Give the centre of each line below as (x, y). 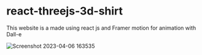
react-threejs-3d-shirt (65, 11)
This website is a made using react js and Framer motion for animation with (101, 28)
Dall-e (14, 34)
